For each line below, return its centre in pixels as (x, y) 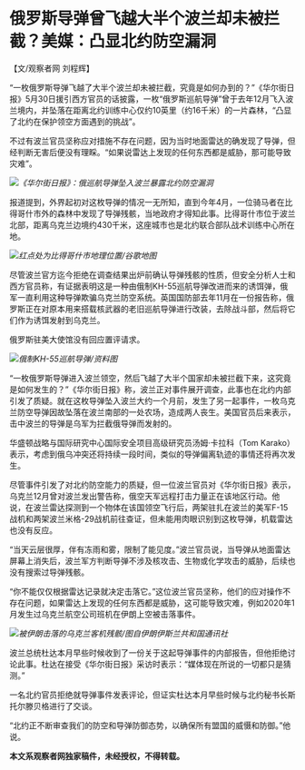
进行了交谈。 (73, 706)
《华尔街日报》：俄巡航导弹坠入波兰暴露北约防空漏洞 (116, 183)
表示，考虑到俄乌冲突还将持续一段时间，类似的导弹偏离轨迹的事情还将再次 (148, 454)
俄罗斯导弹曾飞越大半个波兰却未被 (137, 19)
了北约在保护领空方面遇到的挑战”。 (75, 121)
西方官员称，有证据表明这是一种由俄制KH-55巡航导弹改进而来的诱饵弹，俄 (149, 286)
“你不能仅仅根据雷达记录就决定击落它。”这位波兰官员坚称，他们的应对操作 (146, 591)
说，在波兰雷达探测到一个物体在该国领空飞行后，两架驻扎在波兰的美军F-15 (149, 507)
